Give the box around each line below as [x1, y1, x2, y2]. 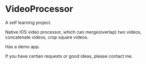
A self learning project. [5, 20, 52, 25]
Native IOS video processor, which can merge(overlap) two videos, [5, 29, 142, 35]
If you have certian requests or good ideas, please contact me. [5, 53, 133, 59]
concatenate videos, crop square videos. [5, 34, 89, 40]
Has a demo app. [5, 43, 40, 49]
